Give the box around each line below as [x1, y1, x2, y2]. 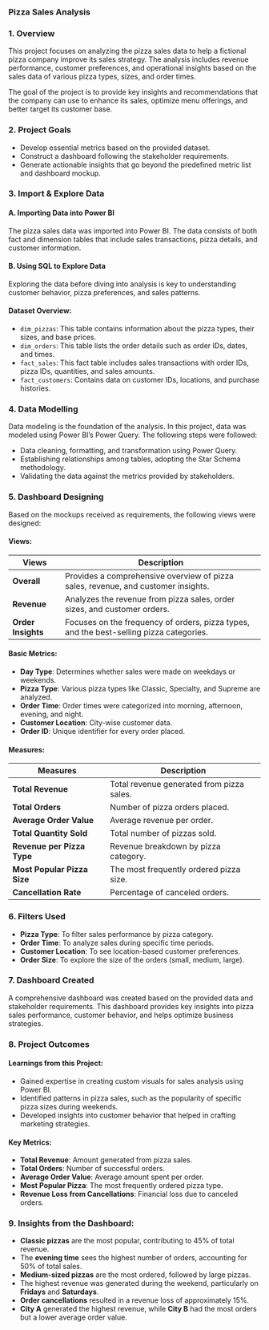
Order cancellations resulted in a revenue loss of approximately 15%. [19, 1296, 250, 1305]
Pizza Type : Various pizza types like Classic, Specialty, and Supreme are [19, 684, 261, 694]
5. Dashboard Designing [8, 492, 104, 503]
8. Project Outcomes [8, 1038, 90, 1049]
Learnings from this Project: [8, 1058, 104, 1068]
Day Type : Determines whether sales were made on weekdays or [19, 667, 236, 676]
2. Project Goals [8, 124, 72, 136]
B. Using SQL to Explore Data [8, 262, 106, 271]
